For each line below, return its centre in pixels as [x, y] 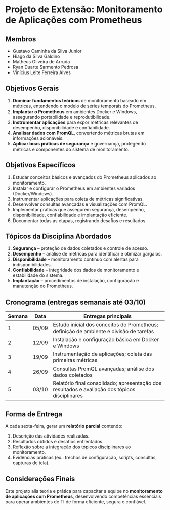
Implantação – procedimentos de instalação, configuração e [76, 281]
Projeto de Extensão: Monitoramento [84, 9]
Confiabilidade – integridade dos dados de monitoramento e [76, 270]
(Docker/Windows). [33, 193]
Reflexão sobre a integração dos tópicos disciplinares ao [72, 447]
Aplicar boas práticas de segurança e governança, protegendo [79, 143]
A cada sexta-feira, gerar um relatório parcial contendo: [64, 426]
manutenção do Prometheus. [43, 286]
